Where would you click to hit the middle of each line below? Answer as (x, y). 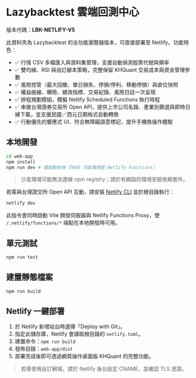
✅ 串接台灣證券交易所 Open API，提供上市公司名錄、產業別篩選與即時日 (102, 107)
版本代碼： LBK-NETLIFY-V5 (41, 30)
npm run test (22, 258)
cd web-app (20, 156)
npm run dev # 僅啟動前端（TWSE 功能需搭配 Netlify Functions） (82, 167)
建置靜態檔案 (30, 277)
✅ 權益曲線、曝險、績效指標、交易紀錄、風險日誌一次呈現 (85, 92)
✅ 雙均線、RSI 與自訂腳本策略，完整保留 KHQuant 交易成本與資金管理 (100, 69)
